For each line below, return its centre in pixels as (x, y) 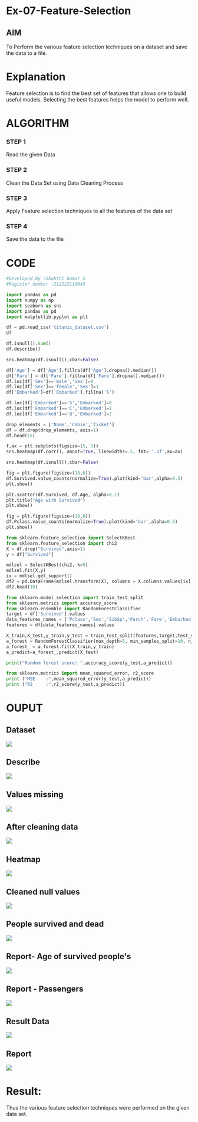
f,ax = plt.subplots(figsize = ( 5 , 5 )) (52, 446)
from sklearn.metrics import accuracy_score (62, 603)
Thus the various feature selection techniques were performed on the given (98, 1108)
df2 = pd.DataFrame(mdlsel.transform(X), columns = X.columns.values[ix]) (100, 581)
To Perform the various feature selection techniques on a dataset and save (97, 47)
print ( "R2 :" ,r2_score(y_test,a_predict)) (66, 685)
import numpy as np (30, 300)
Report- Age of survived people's (69, 956)
